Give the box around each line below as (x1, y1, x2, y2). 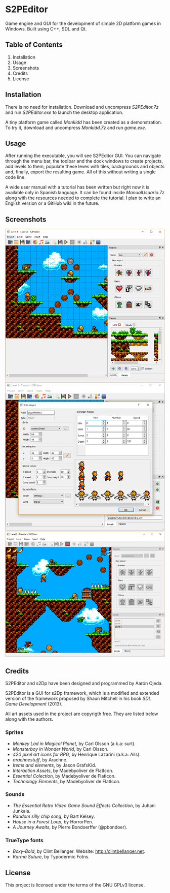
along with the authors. (5, 716, 54, 722)
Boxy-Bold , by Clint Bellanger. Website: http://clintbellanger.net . (12, 848, 146, 854)
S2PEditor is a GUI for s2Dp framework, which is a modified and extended (5, 690, 159, 696)
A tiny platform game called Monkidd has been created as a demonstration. (5, 119, 162, 125)
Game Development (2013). (5, 701, 63, 707)
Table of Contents (5, 41, 63, 49)
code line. (5, 174, 26, 180)
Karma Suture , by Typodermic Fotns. (12, 854, 90, 860)
